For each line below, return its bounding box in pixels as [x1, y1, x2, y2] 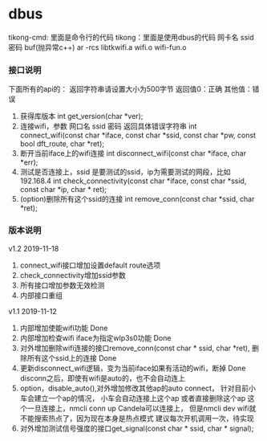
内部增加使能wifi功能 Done [19, 323, 108, 333]
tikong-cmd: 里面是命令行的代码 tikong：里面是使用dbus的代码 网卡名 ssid [8, 32, 254, 42]
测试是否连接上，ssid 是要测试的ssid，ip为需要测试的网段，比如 [19, 167, 231, 177]
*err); [19, 157, 38, 167]
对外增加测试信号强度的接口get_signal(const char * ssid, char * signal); [19, 423, 254, 433]
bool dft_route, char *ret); [19, 139, 104, 149]
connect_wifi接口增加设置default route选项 [19, 260, 161, 270]
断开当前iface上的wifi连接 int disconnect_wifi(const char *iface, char [19, 149, 247, 158]
